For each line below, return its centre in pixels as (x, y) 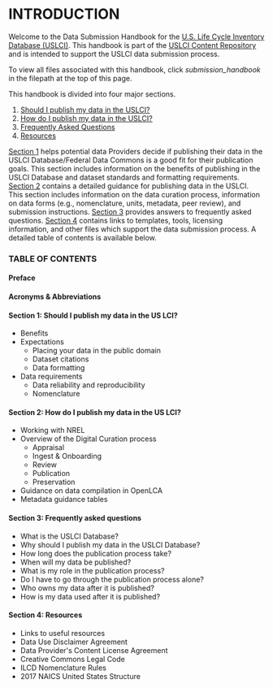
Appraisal (48, 448)
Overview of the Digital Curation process (88, 439)
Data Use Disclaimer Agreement (74, 642)
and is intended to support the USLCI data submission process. (114, 54)
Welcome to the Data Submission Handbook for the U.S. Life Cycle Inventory (136, 37)
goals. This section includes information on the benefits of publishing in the (134, 168)
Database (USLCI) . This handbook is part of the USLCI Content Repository (132, 45)
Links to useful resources (63, 633)
